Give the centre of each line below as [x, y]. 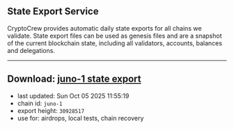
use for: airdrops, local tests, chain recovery [80, 118]
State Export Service [53, 12]
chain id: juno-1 [40, 103]
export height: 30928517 [51, 110]
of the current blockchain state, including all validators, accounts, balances [115, 43]
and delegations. [31, 50]
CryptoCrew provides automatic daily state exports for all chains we [104, 28]
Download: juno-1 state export [74, 79]
